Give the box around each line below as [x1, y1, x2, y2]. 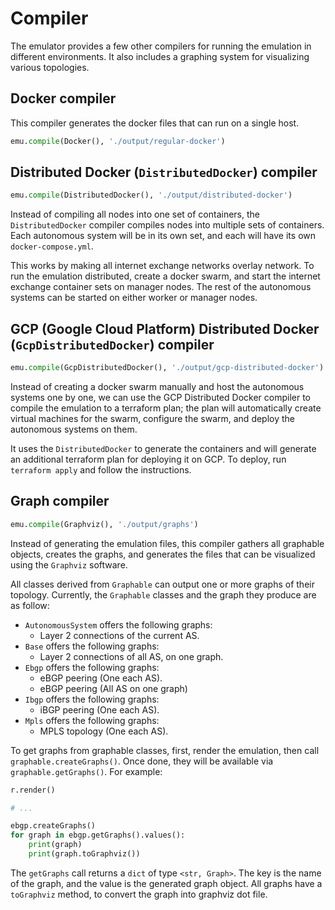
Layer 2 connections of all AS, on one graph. [39, 650, 224, 662]
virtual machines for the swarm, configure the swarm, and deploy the [10, 413, 296, 424]
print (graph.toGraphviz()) [28, 849, 141, 859]
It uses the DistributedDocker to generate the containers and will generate [10, 443, 317, 454]
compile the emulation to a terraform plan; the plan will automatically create [10, 402, 322, 414]
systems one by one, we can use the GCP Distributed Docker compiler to [10, 392, 311, 403]
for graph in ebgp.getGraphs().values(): [10, 830, 186, 841]
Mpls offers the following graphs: [24, 714, 160, 726]
